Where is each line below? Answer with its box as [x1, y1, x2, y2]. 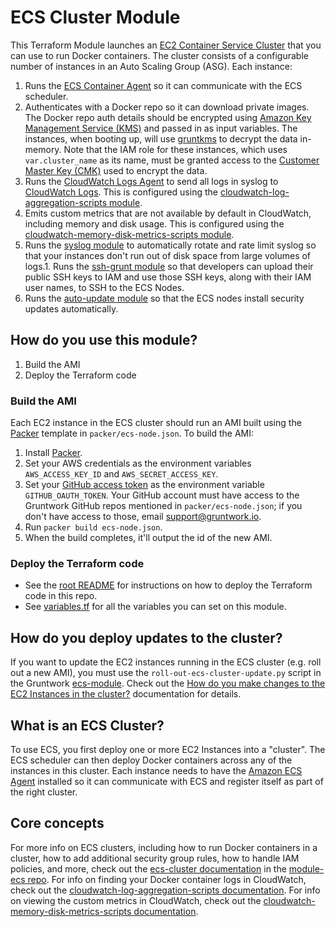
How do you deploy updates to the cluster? [10, 629, 283, 646]
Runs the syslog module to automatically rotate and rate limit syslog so [24, 239, 317, 251]
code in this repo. [24, 590, 98, 602]
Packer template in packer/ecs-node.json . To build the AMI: [10, 427, 255, 440]
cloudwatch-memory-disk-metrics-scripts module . [24, 228, 235, 240]
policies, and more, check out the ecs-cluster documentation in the [10, 862, 287, 875]
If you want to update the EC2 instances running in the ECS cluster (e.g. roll [10, 656, 322, 668]
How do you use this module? [10, 332, 198, 349]
